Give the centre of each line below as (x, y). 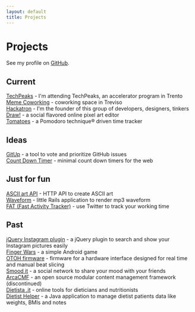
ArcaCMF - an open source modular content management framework (91, 277)
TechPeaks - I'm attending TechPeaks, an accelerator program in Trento (95, 96)
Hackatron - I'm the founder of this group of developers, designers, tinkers (97, 109)
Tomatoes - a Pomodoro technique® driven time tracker (74, 121)
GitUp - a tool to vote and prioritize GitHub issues (66, 155)
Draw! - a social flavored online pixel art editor (63, 115)
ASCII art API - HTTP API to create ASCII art (60, 193)
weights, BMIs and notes (36, 302)
